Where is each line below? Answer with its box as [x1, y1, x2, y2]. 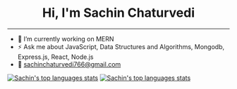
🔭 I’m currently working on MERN [17, 34, 114, 43]
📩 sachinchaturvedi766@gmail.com [17, 60, 121, 68]
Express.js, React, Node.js [17, 53, 94, 61]
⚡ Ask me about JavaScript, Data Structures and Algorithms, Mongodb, [17, 42, 225, 50]
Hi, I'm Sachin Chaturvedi [42, 5, 195, 21]
